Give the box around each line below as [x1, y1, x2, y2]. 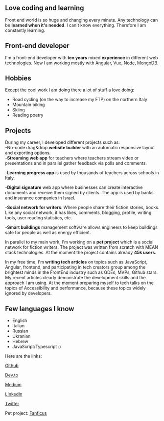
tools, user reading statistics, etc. [5, 215, 72, 221]
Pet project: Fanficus [5, 410, 47, 416]
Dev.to [5, 372, 19, 378]
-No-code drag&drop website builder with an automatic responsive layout [5, 145, 155, 151]
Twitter [5, 401, 20, 407]
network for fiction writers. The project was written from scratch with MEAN [5, 244, 158, 250]
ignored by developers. [5, 290, 52, 296]
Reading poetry [12, 112, 44, 118]
